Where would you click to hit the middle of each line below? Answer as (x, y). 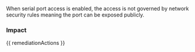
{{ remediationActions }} (36, 43)
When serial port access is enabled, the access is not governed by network (97, 9)
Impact (16, 30)
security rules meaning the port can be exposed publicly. (75, 15)
